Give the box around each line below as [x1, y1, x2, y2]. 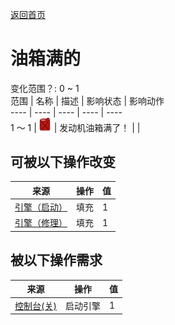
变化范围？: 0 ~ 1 [10, 82, 80, 94]
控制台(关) [14, 299, 57, 312]
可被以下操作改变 [10, 154, 116, 171]
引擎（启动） [14, 201, 68, 213]
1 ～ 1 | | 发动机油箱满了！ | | [10, 121, 141, 133]
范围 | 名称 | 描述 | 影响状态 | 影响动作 [10, 94, 165, 107]
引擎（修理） [14, 217, 68, 229]
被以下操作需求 [10, 252, 103, 269]
